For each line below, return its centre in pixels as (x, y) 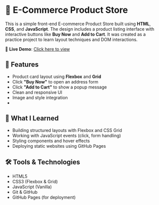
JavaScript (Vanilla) (32, 187)
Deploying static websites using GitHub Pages (59, 146)
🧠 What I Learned (32, 118)
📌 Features (22, 64)
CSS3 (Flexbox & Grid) (35, 182)
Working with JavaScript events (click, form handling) (67, 135)
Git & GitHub (25, 192)
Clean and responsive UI (37, 92)
